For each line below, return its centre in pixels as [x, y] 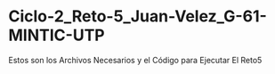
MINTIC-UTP [57, 35]
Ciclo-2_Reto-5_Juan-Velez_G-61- [138, 16]
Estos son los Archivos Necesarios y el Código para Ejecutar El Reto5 [135, 60]
